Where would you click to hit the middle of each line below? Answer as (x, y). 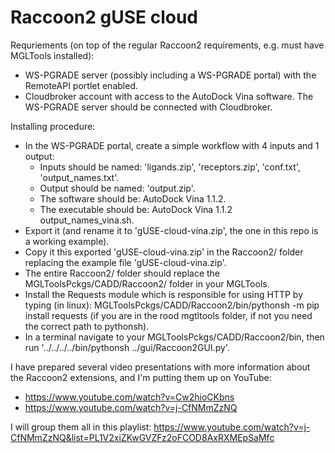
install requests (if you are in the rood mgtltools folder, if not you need (168, 315)
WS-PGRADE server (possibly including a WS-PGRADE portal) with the (170, 75)
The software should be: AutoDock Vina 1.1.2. (133, 198)
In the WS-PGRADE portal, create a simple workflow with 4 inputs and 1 (172, 145)
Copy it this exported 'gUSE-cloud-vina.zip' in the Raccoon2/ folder (164, 252)
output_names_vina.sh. (87, 220)
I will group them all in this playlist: (81, 427)
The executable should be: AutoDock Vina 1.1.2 (136, 209)
